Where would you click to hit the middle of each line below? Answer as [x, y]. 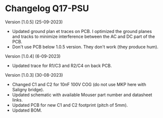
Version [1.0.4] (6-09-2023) [33, 56]
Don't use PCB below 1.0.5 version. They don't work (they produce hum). [85, 47]
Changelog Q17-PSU [47, 8]
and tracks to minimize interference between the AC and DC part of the [83, 36]
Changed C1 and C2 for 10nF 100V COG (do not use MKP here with [79, 84]
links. [17, 100]
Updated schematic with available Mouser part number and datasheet [82, 95]
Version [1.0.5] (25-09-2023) [34, 22]
